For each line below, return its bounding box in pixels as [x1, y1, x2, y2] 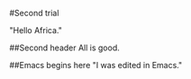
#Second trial [9, 8, 59, 18]
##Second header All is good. [9, 42, 120, 53]
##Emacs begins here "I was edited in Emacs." [9, 60, 183, 70]
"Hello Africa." [9, 25, 63, 35]
